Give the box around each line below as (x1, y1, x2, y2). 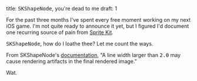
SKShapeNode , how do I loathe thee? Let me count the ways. (6, 41, 153, 47)
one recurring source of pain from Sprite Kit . (6, 29, 113, 36)
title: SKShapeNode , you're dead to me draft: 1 (6, 5, 118, 12)
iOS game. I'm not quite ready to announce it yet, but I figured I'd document (6, 23, 189, 29)
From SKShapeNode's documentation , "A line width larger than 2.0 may (6, 52, 181, 58)
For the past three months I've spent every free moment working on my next (6, 16, 191, 23)
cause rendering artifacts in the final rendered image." (6, 58, 137, 65)
